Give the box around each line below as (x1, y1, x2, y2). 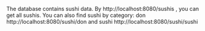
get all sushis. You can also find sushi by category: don (6, 12, 146, 19)
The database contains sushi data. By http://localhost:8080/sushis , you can (6, 5, 199, 12)
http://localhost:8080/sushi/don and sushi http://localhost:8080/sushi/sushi (6, 18, 198, 25)
